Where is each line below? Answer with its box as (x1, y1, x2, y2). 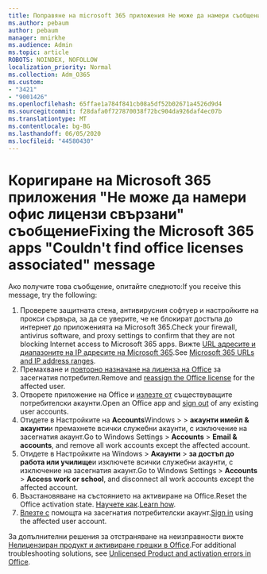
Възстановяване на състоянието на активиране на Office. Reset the (19, 491, 248, 501)
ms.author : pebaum (8, 19, 69, 27)
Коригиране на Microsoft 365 (8, 171, 212, 189)
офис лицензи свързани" (8, 205, 185, 223)
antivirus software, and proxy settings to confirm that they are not (19, 331, 235, 341)
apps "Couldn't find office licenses (8, 239, 244, 256)
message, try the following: (8, 291, 98, 300)
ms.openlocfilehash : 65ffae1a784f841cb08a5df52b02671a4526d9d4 (8, 100, 222, 108)
